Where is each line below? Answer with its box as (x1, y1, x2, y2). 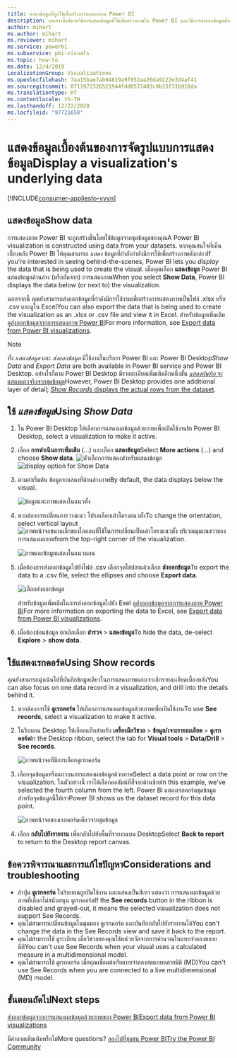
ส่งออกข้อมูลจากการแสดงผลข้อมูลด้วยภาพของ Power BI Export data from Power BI (7, 1013, 216, 1021)
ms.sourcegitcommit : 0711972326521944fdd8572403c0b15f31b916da (7, 83, 197, 90)
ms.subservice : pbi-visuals (7, 50, 90, 57)
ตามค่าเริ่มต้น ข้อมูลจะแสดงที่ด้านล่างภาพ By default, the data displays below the (17, 476, 224, 484)
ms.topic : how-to (7, 57, 59, 64)
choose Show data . (17, 454, 75, 462)
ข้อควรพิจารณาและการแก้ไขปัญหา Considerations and (7, 858, 212, 870)
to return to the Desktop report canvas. (17, 838, 132, 846)
